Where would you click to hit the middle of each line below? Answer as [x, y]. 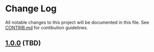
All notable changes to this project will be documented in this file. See [77, 22]
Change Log [31, 9]
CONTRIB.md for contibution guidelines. [47, 27]
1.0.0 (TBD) [23, 43]
